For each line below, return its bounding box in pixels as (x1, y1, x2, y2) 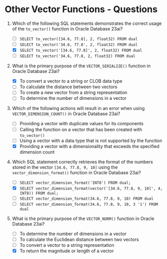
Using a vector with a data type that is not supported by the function (19, 137, 162, 143)
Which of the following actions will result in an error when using (12, 105, 145, 112)
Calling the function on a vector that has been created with (19, 126, 142, 132)
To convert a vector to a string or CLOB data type (19, 78, 122, 84)
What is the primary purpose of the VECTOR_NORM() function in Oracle (12, 215, 155, 221)
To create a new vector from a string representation (19, 90, 128, 96)
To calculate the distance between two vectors (19, 84, 117, 90)
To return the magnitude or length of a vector (19, 248, 114, 254)
